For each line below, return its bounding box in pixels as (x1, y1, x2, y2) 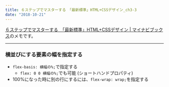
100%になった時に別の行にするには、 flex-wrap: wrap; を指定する (12, 76, 149, 82)
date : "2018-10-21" (5, 12, 46, 17)
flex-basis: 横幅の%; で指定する (12, 63, 78, 69)
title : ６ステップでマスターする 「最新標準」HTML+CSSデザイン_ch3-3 (5, 7, 137, 13)
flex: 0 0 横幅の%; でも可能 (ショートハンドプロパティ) (20, 70, 133, 76)
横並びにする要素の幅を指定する (5, 51, 83, 58)
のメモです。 (10, 33, 36, 39)
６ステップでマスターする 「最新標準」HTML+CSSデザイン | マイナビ (5, 26, 150, 33)
